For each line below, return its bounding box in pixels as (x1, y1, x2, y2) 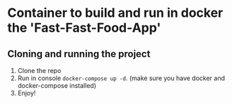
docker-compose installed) (17, 82, 97, 89)
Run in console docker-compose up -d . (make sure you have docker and (17, 74, 225, 82)
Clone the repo (17, 67, 62, 74)
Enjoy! (17, 89, 36, 97)
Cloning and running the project (7, 48, 151, 60)
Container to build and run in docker (7, 5, 224, 21)
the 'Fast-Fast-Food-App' (7, 20, 161, 36)
